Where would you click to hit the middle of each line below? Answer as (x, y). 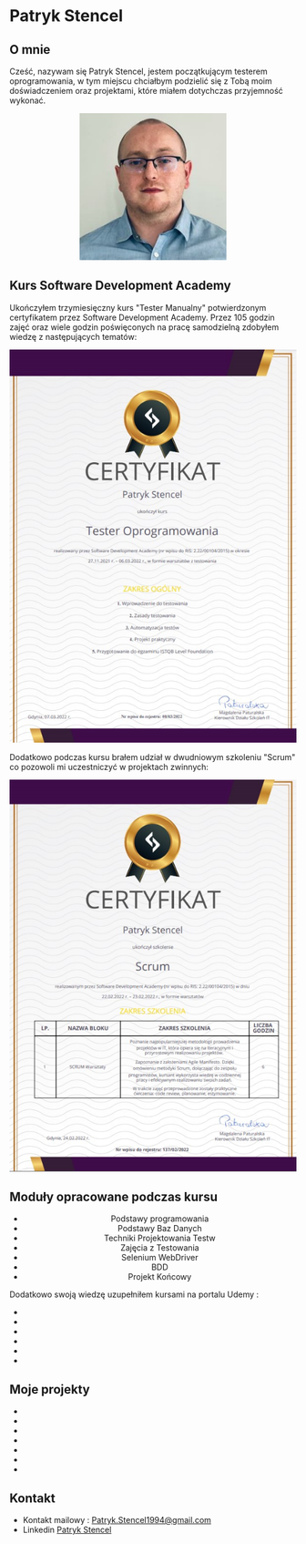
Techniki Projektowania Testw (160, 1238)
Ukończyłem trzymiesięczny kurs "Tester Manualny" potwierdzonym (138, 307)
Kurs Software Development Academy (120, 286)
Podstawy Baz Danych (160, 1229)
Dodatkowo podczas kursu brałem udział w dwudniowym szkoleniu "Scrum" (153, 757)
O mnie (30, 50)
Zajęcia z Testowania (159, 1248)
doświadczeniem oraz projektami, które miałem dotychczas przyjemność (147, 91)
